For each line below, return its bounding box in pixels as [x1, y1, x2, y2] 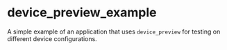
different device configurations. [7, 34, 97, 42]
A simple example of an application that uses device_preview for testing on [7, 27, 221, 36]
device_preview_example [7, 5, 158, 21]
